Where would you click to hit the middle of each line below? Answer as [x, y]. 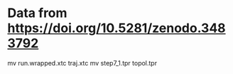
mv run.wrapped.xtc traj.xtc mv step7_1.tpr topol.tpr [82, 63]
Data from [37, 13]
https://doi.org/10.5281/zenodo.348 [116, 28]
